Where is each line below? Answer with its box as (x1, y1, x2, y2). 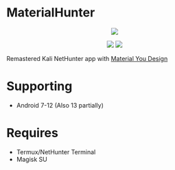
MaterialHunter (6, 5, 95, 21)
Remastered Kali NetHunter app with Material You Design (6, 54, 168, 62)
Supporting (6, 79, 73, 94)
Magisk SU (16, 155, 47, 163)
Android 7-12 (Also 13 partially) (16, 101, 104, 109)
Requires (6, 125, 59, 141)
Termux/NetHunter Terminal (16, 147, 96, 156)
